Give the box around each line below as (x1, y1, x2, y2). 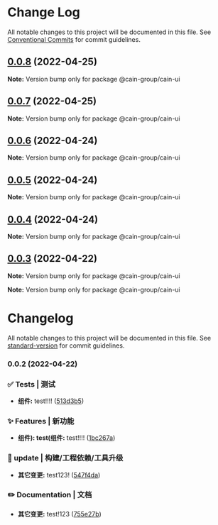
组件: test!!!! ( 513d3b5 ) (17, 397, 85, 405)
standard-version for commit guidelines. (7, 341, 125, 350)
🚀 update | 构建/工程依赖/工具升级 (7, 453, 124, 463)
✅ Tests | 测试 (7, 379, 55, 389)
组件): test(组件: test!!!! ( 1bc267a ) (17, 433, 116, 442)
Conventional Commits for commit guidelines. (7, 35, 141, 43)
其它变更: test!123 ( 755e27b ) (17, 509, 102, 518)
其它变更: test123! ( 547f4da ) (17, 470, 101, 479)
